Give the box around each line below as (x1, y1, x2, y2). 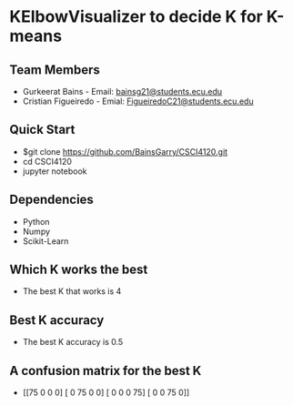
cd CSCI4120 (22, 156, 73, 167)
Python (22, 216, 50, 227)
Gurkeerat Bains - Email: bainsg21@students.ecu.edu (22, 86, 223, 96)
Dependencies (9, 192, 94, 208)
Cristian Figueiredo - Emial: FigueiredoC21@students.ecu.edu (22, 96, 254, 107)
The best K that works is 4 (22, 286, 122, 297)
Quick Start (9, 122, 76, 137)
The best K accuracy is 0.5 (22, 337, 124, 348)
